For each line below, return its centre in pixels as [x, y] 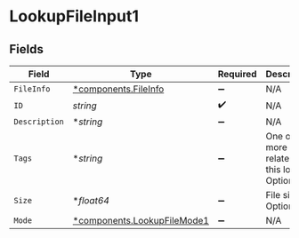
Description [39, 122]
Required [237, 74]
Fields [27, 49]
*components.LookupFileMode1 [141, 221]
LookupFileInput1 [74, 16]
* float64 [91, 200]
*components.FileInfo [118, 89]
